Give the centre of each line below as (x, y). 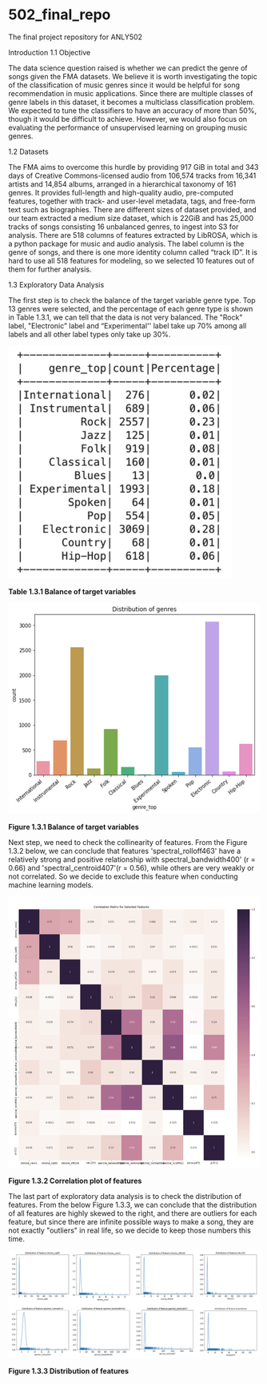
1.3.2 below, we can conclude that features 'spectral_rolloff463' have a (125, 851)
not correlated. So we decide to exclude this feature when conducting (123, 877)
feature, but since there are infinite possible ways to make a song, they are (131, 1221)
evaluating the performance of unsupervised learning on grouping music (128, 127)
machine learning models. (51, 885)
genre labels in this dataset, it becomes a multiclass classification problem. (132, 102)
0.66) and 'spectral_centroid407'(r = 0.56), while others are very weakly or (131, 868)
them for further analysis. (50, 269)
